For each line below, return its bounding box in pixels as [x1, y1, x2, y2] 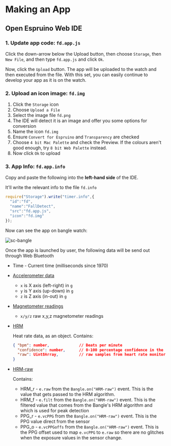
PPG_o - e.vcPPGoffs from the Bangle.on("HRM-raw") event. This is [20, 424, 159, 430]
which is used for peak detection [20, 408, 89, 414]
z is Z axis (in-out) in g [20, 293, 67, 299]
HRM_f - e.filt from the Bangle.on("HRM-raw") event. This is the [20, 397, 156, 403]
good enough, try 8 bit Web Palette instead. [12, 145, 107, 151]
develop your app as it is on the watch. [5, 77, 87, 83]
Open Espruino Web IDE [5, 24, 82, 33]
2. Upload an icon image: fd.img [5, 89, 85, 97]
